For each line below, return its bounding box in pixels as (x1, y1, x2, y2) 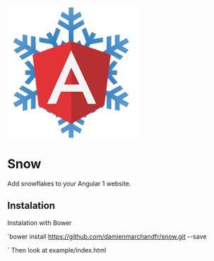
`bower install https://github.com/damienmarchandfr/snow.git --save (7, 232, 207, 241)
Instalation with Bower (7, 218, 72, 227)
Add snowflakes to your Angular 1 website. (7, 179, 131, 188)
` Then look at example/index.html (7, 245, 107, 254)
